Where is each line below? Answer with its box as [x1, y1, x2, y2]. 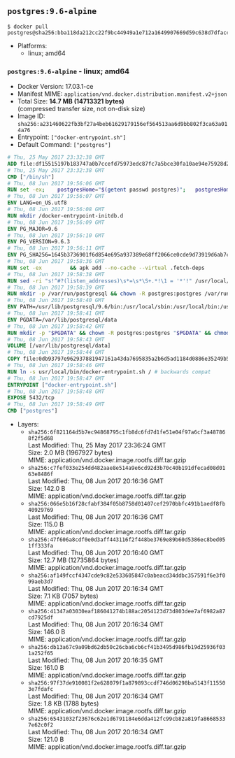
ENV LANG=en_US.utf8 [7, 199, 68, 206]
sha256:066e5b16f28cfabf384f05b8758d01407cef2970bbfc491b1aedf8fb [27, 501, 226, 508]
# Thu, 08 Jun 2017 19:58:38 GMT [7, 271, 105, 278]
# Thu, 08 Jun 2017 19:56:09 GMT [7, 219, 105, 226]
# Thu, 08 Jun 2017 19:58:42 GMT [7, 322, 105, 330]
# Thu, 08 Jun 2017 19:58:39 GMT [7, 284, 105, 291]
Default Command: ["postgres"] [17, 141, 112, 149]
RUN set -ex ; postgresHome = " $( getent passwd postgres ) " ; [7, 186, 187, 194]
